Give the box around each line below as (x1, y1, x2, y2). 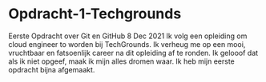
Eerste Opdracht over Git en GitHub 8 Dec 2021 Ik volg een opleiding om (8, 31, 248, 41)
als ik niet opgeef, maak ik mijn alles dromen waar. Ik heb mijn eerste (8, 57, 235, 66)
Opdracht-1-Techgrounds (8, 5, 182, 23)
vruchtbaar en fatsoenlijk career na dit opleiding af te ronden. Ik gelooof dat (8, 48, 259, 57)
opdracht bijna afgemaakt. (8, 64, 95, 74)
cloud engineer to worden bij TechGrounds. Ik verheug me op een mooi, (8, 39, 246, 49)
